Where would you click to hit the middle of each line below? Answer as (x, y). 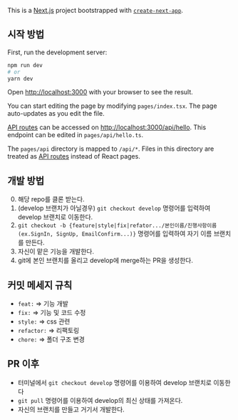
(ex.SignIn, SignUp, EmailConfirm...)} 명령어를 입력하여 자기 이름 (115, 234)
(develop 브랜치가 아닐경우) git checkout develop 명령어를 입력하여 (114, 208)
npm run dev (25, 65)
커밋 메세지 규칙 (40, 285)
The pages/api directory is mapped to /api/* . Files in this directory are (111, 149)
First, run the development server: (57, 52)
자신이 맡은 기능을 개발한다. (56, 251)
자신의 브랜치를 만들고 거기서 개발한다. (71, 409)
